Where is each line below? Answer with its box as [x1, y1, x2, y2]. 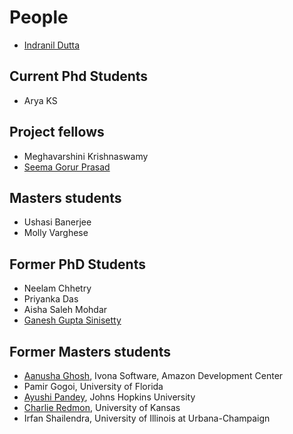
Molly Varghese [23, 227, 89, 239]
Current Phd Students [9, 68, 149, 85]
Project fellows [9, 124, 105, 141]
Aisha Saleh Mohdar [23, 304, 108, 316]
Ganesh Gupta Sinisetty [23, 314, 122, 326]
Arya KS [23, 94, 58, 106]
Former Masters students [9, 343, 171, 360]
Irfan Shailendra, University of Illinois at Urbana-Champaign [23, 412, 271, 424]
